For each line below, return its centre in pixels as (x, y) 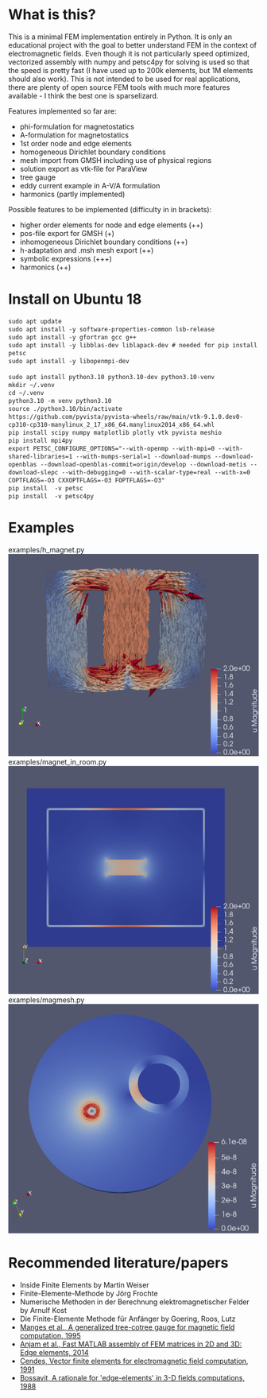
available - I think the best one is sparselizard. (83, 95)
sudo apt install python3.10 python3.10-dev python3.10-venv (112, 377)
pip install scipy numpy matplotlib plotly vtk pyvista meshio (115, 432)
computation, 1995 (50, 1336)
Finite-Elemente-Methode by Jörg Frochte (89, 1294)
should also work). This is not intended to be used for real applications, (124, 79)
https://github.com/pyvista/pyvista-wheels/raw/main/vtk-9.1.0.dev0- (126, 416)
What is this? (52, 15)
